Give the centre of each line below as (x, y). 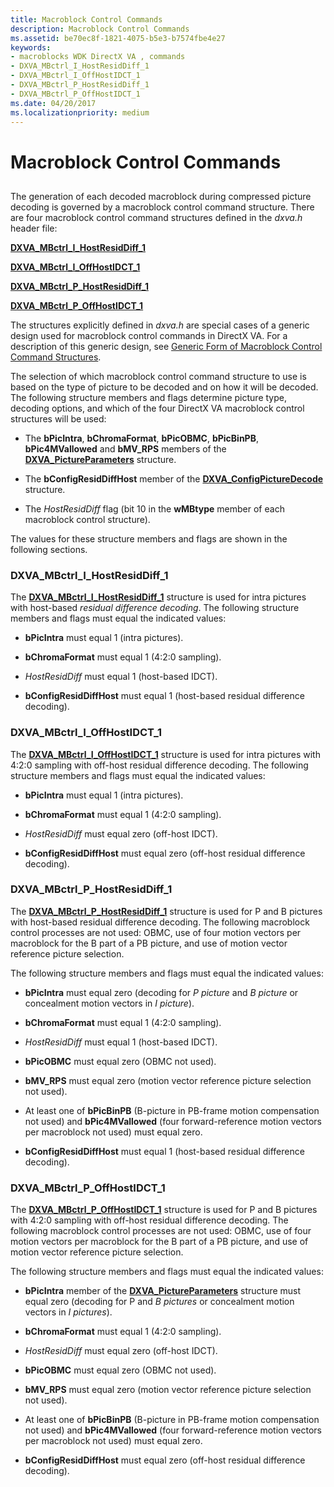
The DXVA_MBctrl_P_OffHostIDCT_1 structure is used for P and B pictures (164, 1210)
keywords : (31, 47)
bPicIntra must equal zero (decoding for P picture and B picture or (161, 992)
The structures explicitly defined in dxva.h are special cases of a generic (160, 325)
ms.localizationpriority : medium (80, 112)
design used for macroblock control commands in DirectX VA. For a (149, 335)
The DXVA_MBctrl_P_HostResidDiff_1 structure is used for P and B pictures (166, 911)
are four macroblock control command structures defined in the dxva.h (156, 217)
